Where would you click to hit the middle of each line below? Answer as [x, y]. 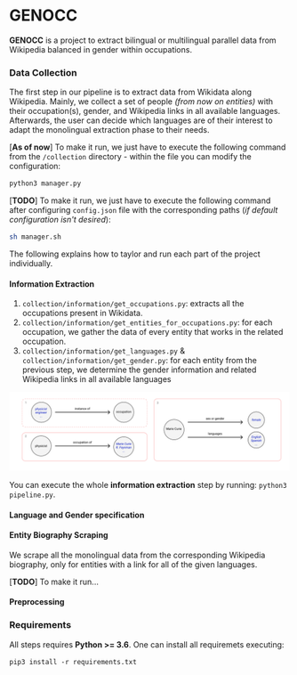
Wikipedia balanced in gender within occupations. [101, 49]
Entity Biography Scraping [59, 535]
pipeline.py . [32, 494]
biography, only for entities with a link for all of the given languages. [133, 564]
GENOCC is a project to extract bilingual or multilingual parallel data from [143, 40]
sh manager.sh [36, 237]
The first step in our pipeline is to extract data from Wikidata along [130, 92]
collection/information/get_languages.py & [103, 351]
